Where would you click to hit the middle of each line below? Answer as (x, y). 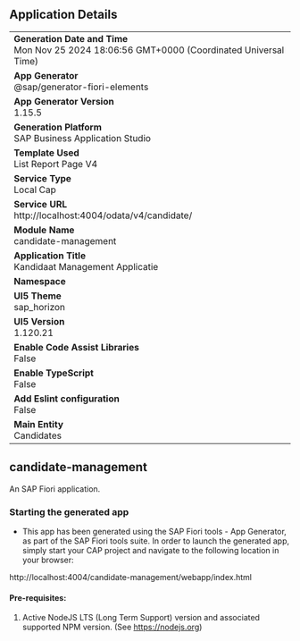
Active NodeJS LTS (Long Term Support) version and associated (141, 618)
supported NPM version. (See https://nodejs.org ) (112, 627)
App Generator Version (64, 101)
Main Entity (39, 424)
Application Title (50, 256)
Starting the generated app (69, 511)
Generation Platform (58, 127)
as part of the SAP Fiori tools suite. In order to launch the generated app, (156, 541)
